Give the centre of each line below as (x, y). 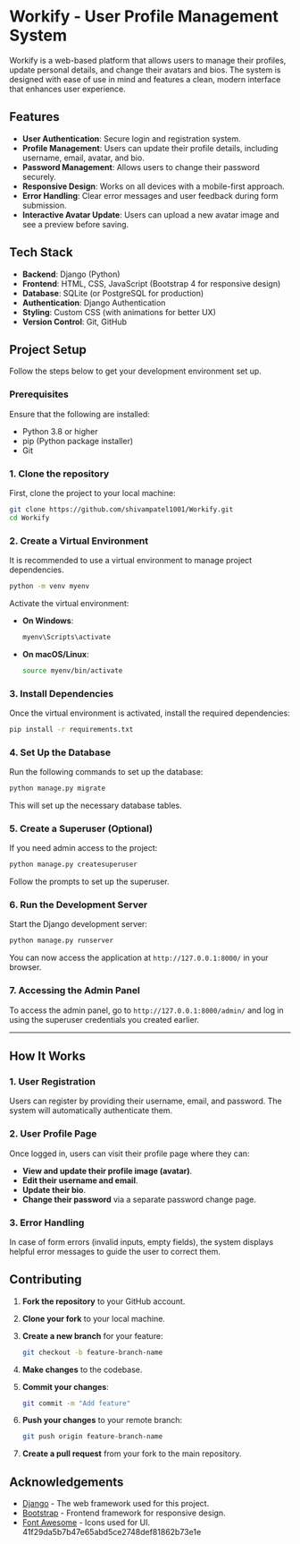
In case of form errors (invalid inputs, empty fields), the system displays (142, 1241)
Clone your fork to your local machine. (93, 1318)
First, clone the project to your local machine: (92, 493)
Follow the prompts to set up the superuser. (89, 882)
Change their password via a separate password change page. (139, 1199)
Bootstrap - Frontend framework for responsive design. (124, 1513)
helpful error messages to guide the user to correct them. (115, 1251)
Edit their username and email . (80, 1180)
